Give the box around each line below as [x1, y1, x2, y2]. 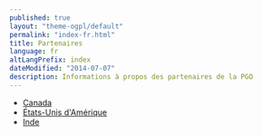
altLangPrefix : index [9, 55, 92, 64]
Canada [22, 97, 53, 108]
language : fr [9, 47, 59, 56]
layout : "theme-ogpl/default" [9, 22, 124, 31]
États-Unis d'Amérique [22, 106, 107, 118]
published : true [9, 13, 71, 23]
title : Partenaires [9, 38, 83, 48]
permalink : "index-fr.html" [9, 30, 116, 39]
